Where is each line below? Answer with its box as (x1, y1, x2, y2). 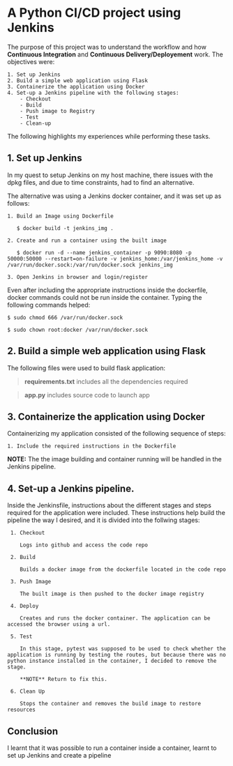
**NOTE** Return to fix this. (20, 676, 108, 683)
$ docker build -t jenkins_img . (16, 224, 114, 231)
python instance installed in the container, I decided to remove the (7, 657, 217, 665)
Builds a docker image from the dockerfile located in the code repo (20, 566, 227, 573)
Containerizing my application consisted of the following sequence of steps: (7, 429, 226, 438)
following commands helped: (7, 300, 91, 309)
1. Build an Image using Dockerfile (7, 213, 114, 220)
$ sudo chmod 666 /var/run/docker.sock (7, 314, 123, 321)
